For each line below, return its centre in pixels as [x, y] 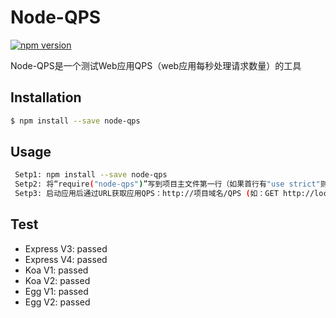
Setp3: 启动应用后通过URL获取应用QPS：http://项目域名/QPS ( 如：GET [146, 194]
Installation [46, 97]
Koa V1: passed [56, 270]
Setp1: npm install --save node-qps [91, 175]
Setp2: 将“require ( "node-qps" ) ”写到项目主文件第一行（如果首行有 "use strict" [167, 184]
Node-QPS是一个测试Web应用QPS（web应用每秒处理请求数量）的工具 [156, 65]
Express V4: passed [66, 259]
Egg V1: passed [56, 291]
